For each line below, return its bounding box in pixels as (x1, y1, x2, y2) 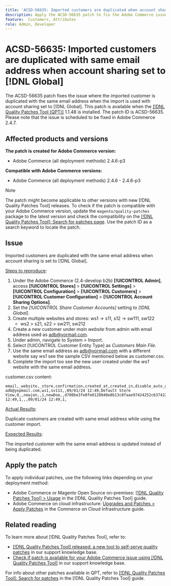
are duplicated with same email (5, 54, 140, 66)
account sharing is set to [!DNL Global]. (5, 258, 88, 264)
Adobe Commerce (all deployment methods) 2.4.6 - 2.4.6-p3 (12, 177, 141, 183)
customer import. (5, 421, 42, 427)
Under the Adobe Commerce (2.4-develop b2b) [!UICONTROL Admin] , (12, 277, 162, 284)
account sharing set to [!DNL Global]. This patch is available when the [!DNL (5, 104, 165, 110)
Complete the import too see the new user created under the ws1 (12, 358, 149, 364)
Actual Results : (5, 406, 37, 412)
